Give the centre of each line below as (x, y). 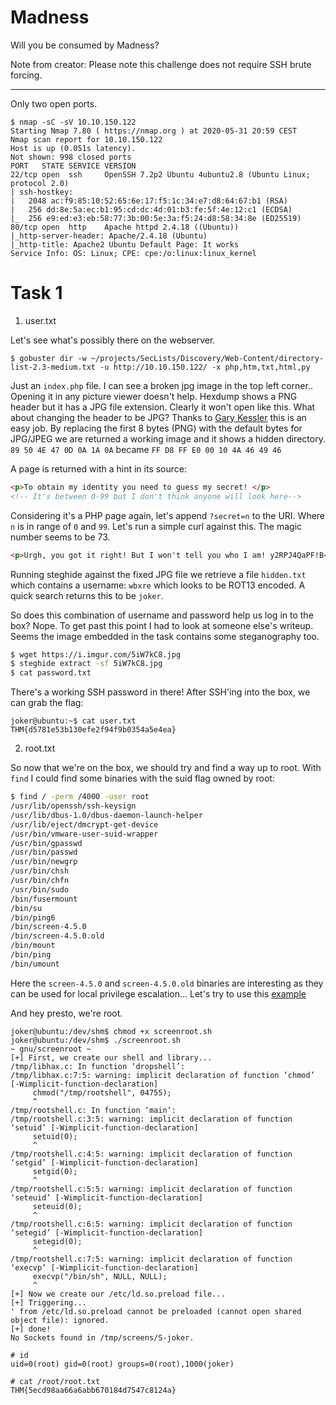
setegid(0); (57, 1241)
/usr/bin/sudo (40, 889)
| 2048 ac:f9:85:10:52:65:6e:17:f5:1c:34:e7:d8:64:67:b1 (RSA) (149, 201)
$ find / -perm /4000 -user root (80, 797)
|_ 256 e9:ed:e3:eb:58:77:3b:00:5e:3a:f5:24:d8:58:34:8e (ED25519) (156, 218)
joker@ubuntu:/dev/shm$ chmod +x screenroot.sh (111, 1031)
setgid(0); (55, 1171)
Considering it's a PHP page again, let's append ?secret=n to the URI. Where (168, 515)
